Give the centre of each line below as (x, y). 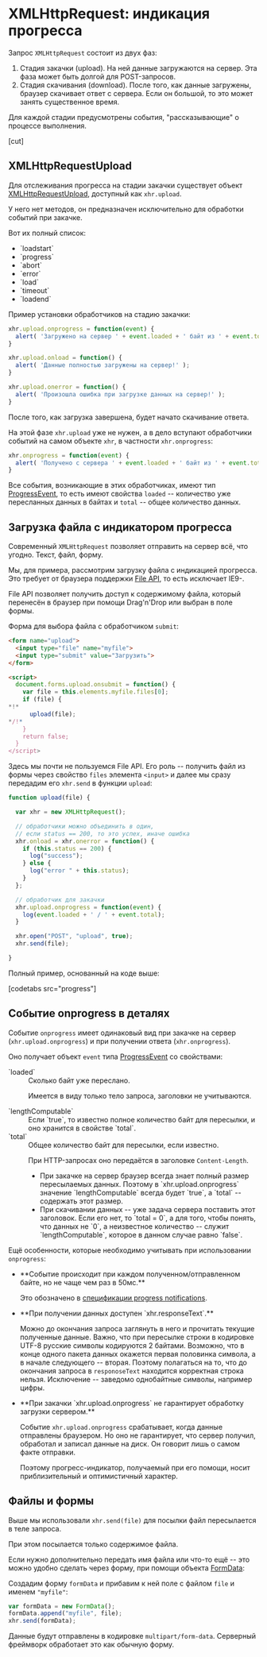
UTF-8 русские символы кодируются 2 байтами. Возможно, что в (132, 1345)
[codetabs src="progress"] (52, 988)
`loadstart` (37, 248)
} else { (37, 863)
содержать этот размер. (81, 1201)
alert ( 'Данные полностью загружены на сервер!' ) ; (103, 365)
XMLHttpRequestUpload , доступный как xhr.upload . (95, 193)
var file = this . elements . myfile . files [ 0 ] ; (96, 692)
